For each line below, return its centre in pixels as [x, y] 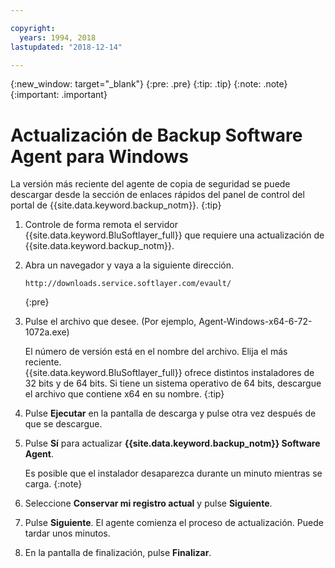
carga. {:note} [53, 484]
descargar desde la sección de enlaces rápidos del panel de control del [157, 195]
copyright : [33, 28]
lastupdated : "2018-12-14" [66, 47]
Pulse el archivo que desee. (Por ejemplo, [110, 322]
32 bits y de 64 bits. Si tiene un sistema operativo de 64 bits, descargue [173, 383]
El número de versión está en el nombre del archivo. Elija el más [156, 352]
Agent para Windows [100, 156]
